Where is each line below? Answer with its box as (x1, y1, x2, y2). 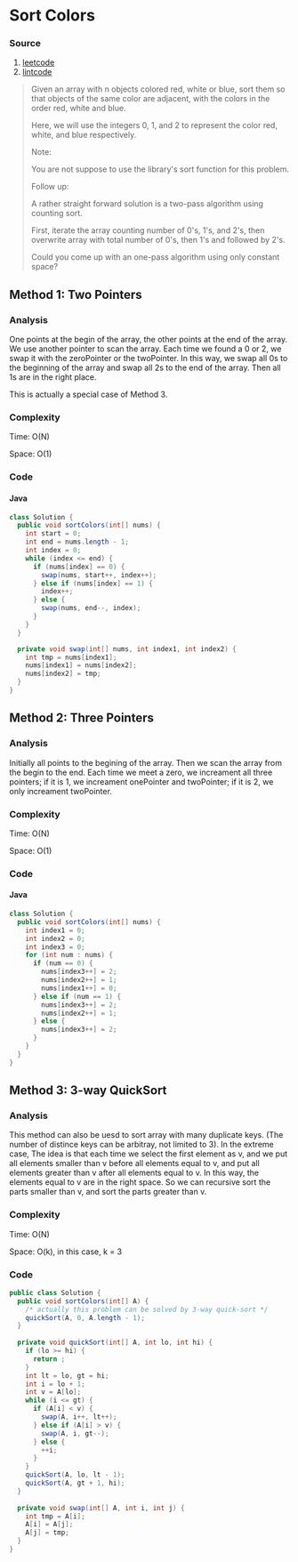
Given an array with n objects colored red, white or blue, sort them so (30, 84, 286, 94)
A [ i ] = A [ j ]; (25, 1520, 74, 1529)
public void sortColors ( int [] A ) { (17, 1296, 149, 1306)
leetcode (21, 57, 55, 68)
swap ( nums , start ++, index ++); (41, 570, 157, 579)
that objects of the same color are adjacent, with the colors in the (30, 93, 270, 104)
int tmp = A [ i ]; (25, 1511, 86, 1521)
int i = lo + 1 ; (25, 1380, 86, 1389)
